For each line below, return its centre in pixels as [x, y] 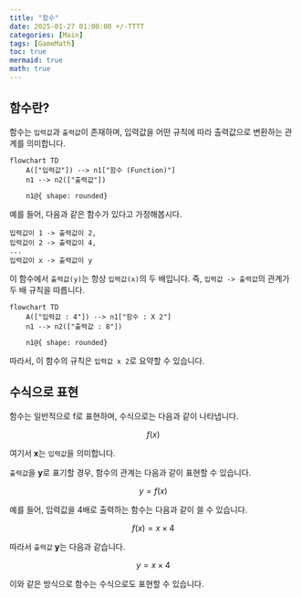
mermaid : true [36, 60]
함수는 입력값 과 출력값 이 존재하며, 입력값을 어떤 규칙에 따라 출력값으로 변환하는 [146, 131]
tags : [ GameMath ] [42, 43]
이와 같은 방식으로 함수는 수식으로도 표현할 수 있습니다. [107, 583]
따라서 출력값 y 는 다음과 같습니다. [67, 546]
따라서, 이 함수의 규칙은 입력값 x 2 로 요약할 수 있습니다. [107, 361]
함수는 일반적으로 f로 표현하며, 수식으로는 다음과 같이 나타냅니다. [124, 415]
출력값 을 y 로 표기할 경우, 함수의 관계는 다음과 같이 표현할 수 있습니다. [130, 472]
